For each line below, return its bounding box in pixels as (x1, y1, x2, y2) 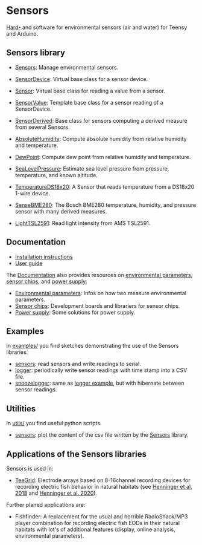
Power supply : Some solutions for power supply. (14, 308, 136, 316)
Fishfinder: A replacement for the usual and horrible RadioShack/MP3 (14, 513, 188, 520)
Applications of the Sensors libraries (6, 449, 147, 459)
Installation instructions (14, 253, 74, 260)
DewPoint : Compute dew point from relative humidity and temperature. (14, 153, 191, 160)
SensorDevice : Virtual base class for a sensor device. (14, 75, 148, 82)
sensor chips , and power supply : (6, 278, 87, 285)
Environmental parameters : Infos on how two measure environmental (14, 289, 187, 296)
